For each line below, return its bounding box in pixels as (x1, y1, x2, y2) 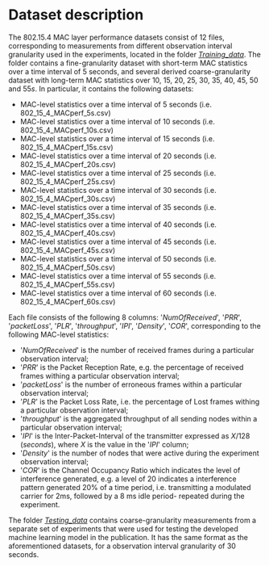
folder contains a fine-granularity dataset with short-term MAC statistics (8, 58, 248, 68)
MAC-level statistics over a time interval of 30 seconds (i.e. (19, 185, 217, 195)
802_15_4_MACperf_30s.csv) (19, 194, 116, 203)
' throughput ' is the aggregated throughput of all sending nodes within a (19, 413, 258, 423)
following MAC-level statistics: (8, 329, 110, 339)
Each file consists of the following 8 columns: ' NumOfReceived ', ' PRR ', (8, 312, 242, 322)
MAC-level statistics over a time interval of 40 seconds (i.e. (19, 220, 217, 229)
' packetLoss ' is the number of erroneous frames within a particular (19, 379, 242, 389)
